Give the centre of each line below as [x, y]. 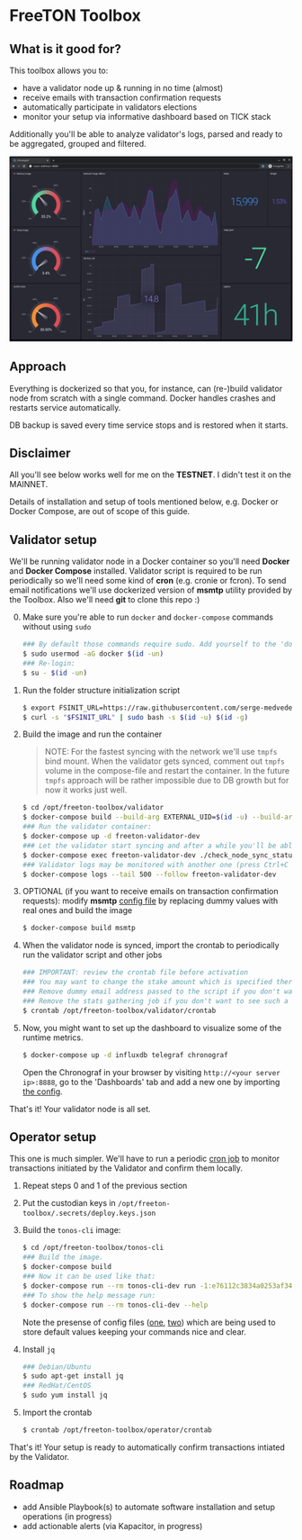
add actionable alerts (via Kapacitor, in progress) [112, 1526]
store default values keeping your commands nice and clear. [134, 1332]
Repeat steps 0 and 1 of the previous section [105, 1186]
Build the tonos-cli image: [71, 1230]
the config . [42, 1092]
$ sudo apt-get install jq [73, 1376]
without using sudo [57, 627]
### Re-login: [49, 663]
